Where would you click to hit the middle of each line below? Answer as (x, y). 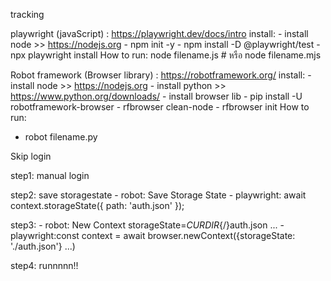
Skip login (31, 156)
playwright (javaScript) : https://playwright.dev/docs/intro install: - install (159, 33)
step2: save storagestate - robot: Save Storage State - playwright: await (158, 195)
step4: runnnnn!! (44, 265)
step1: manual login (50, 175)
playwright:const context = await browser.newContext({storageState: (153, 235)
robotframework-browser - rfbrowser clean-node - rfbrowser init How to (160, 107)
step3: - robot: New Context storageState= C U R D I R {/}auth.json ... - (147, 225)
